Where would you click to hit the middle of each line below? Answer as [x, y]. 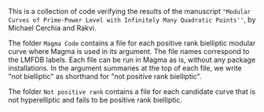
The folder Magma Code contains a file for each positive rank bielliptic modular [132, 43]
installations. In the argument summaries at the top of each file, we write [125, 68]
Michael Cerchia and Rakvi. [52, 28]
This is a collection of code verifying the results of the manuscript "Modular [130, 11]
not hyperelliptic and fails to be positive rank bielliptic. [95, 100]
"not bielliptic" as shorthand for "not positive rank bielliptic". [105, 76]
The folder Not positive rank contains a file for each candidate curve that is [132, 92]
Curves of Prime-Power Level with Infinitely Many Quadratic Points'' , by [132, 20]
